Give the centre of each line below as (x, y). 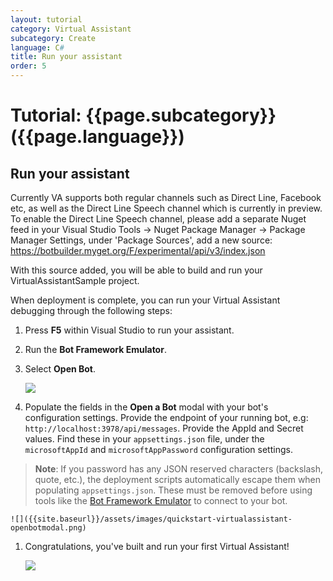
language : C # (37, 47)
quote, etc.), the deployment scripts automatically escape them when (178, 479)
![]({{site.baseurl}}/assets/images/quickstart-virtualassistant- (151, 519)
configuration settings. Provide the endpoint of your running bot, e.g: (166, 417)
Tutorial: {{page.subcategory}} (143, 115)
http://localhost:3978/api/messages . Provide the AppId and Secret (164, 428)
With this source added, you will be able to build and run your (136, 270)
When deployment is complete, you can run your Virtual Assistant (145, 300)
